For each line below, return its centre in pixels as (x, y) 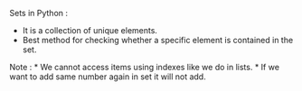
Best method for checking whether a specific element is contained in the (158, 40)
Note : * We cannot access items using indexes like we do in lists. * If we (145, 67)
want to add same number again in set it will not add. (108, 77)
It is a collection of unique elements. (90, 30)
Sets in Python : (39, 13)
